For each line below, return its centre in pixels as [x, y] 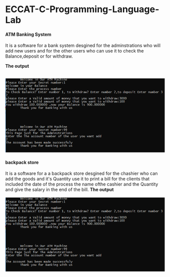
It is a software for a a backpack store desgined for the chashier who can [81, 173]
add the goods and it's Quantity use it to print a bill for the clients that [77, 179]
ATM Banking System [28, 34]
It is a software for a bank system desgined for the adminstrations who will [83, 45]
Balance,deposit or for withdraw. [39, 56]
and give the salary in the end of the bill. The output [59, 190]
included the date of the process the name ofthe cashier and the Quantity [82, 184]
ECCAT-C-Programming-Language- [82, 9]
